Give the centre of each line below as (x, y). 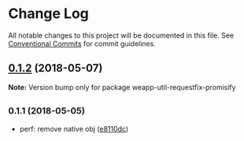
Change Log (48, 14)
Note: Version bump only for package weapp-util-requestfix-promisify (122, 87)
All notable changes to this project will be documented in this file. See (121, 35)
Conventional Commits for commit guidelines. (82, 43)
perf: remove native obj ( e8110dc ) (74, 128)
